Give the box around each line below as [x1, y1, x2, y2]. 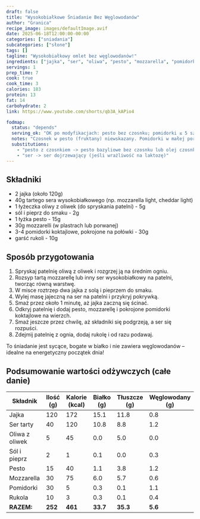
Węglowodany [149, 393, 191, 401]
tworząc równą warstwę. [14, 281, 76, 288]
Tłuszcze [117, 393, 143, 401]
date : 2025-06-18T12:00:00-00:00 [6, 31, 89, 37]
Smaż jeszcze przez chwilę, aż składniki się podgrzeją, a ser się [14, 318, 171, 325]
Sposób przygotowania [6, 251, 94, 262]
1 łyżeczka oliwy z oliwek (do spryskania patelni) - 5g [14, 203, 146, 210]
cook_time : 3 [6, 81, 39, 87]
